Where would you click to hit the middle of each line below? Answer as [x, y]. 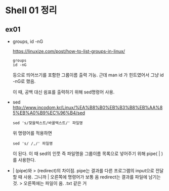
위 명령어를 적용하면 [32, 133]
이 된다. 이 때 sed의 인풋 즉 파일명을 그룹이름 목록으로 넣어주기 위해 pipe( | [86, 154]
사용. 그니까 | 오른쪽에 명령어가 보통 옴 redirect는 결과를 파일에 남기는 [92, 177]
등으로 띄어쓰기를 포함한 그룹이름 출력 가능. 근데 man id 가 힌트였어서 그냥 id [88, 75]
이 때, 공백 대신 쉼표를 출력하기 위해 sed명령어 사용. [64, 92]
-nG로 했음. [24, 81]
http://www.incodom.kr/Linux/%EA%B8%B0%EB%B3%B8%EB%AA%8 [88, 107]
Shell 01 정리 [31, 10]
